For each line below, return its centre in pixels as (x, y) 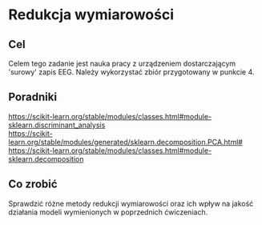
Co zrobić (33, 185)
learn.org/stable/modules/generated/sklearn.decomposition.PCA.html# (125, 142)
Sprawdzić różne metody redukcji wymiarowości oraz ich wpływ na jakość (131, 203)
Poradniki (33, 97)
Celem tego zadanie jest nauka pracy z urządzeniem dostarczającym (122, 63)
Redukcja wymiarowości (91, 15)
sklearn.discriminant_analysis (57, 125)
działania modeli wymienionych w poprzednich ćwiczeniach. (108, 212)
